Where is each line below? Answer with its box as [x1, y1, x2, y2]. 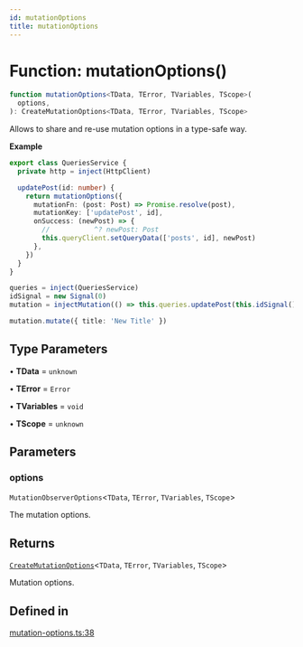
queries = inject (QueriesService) [9, 284, 140, 293]
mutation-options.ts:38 [9, 627, 95, 638]
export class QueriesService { [9, 159, 127, 168]
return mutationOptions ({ [25, 192, 124, 201]
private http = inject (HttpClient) [17, 166, 151, 176]
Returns [9, 535, 56, 551]
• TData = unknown [9, 365, 78, 376]
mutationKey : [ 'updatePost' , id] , [32, 209, 164, 218]
